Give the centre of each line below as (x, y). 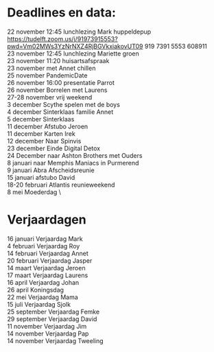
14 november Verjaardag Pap (48, 333)
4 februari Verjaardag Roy (44, 246)
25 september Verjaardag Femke (53, 312)
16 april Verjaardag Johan (43, 282)
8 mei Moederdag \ (34, 192)
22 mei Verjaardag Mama (43, 297)
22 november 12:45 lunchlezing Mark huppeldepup (79, 32)
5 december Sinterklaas (41, 119)
